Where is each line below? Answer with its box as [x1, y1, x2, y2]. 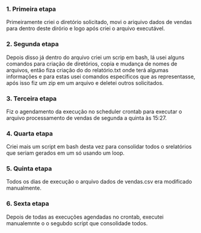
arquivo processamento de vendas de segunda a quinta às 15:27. [6, 114, 167, 122]
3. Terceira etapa [6, 94, 57, 102]
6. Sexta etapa [6, 199, 49, 208]
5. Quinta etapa [6, 164, 52, 173]
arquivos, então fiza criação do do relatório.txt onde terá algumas [6, 66, 169, 73]
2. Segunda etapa [6, 40, 59, 48]
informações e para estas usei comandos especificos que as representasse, [6, 73, 196, 80]
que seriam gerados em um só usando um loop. [6, 149, 125, 157]
